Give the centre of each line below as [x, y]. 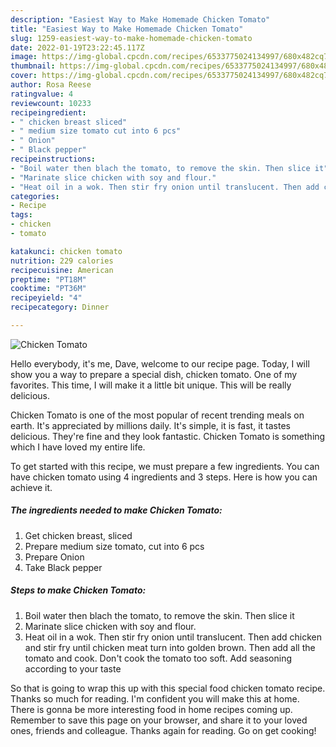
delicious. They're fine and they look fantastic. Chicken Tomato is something [168, 436]
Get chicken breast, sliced [78, 535]
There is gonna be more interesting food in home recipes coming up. [151, 709]
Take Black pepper [63, 567]
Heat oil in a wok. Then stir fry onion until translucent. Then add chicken [173, 637]
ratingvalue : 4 [42, 94]
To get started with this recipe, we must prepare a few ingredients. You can [165, 466]
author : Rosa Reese [51, 85]
